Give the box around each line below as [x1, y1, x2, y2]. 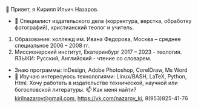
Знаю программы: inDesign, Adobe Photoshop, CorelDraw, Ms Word [14, 66, 188, 74]
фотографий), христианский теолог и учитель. [14, 24, 134, 31]
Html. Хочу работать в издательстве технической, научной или [14, 79, 178, 86]
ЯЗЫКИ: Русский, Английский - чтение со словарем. [14, 55, 152, 62]
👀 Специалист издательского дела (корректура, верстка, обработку [14, 17, 192, 24]
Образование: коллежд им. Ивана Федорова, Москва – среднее [14, 36, 181, 42]
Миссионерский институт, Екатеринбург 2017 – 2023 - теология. [14, 48, 182, 56]
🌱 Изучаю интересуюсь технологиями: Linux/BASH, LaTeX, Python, [14, 73, 187, 80]
